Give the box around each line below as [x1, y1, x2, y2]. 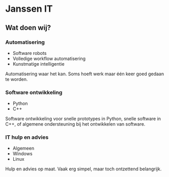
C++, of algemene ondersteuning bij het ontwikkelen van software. [5, 121, 146, 127]
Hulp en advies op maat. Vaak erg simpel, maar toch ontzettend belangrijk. [5, 166, 162, 172]
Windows [12, 151, 33, 157]
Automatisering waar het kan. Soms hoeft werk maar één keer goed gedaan [5, 71, 164, 77]
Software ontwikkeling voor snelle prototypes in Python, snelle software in [5, 115, 161, 122]
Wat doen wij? [5, 23, 51, 32]
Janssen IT [5, 3, 53, 15]
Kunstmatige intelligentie [12, 61, 65, 67]
